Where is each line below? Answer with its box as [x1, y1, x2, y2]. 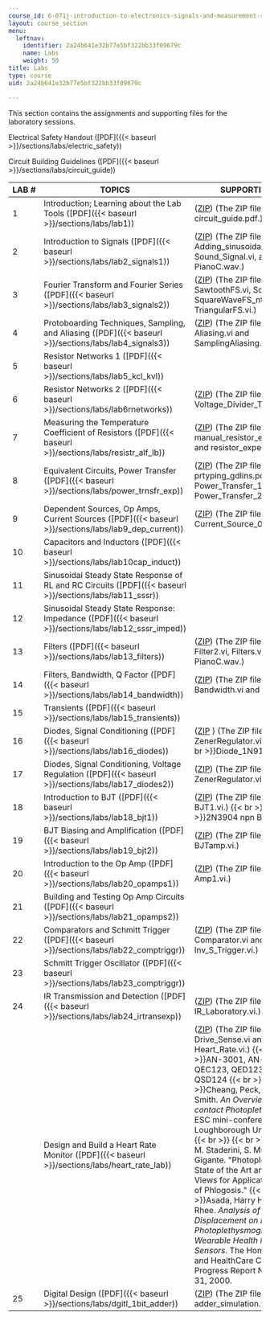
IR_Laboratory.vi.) [194, 1006, 261, 1017]
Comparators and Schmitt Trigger [43, 924, 170, 935]
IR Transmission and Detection [43, 990, 159, 1002]
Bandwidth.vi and [194, 684, 260, 695]
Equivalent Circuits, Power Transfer [43, 465, 177, 476]
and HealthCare [194, 1255, 254, 1266]
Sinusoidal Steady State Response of [43, 569, 183, 580]
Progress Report [194, 1265, 256, 1276]
